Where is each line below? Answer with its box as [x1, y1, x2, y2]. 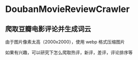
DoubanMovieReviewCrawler [5, 3, 130, 15]
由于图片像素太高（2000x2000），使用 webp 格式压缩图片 [5, 39, 125, 44]
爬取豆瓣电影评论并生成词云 [5, 24, 91, 33]
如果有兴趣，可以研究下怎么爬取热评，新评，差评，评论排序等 [5, 49, 133, 55]
